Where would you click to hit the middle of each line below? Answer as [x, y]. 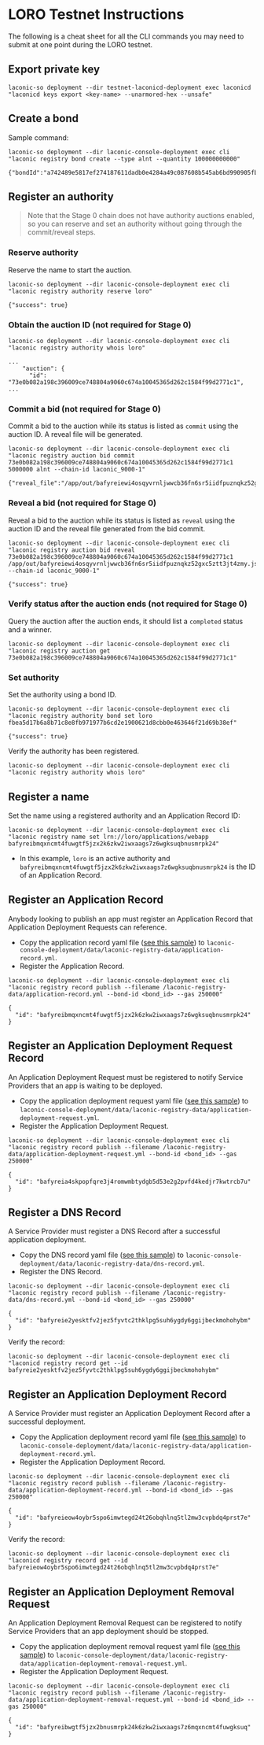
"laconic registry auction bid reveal [71, 550]
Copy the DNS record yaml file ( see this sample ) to [102, 1255]
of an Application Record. [60, 874]
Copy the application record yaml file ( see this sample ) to [112, 942]
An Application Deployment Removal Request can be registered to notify [125, 1623]
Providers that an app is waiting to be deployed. [85, 1085]
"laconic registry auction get [59, 651]
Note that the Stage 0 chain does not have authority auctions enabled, [141, 216]
